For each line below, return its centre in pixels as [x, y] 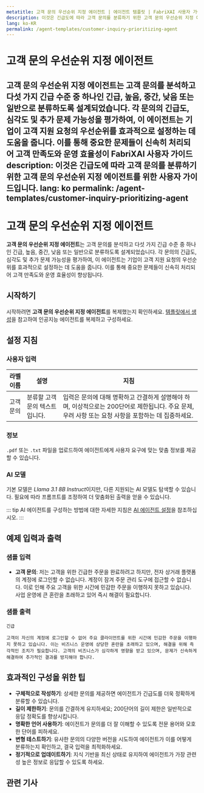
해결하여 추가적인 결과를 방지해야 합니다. [51, 657]
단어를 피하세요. [40, 731]
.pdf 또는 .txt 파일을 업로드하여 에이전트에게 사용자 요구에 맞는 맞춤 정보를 [96, 450]
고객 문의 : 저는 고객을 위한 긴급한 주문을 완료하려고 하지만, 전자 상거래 [97, 572]
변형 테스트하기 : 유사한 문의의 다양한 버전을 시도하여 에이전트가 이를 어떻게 [103, 739]
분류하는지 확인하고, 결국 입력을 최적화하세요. [69, 747]
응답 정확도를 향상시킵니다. [47, 716]
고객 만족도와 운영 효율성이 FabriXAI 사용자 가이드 [104, 154]
